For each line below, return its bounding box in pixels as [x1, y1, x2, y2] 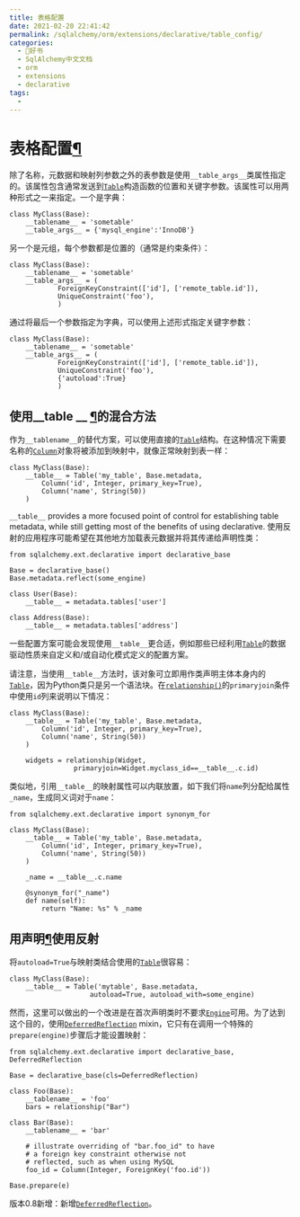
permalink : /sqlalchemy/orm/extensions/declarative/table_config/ [9, 30, 263, 39]
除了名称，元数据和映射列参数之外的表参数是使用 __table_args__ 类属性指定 [9, 170, 287, 181]
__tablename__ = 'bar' [25, 1125, 110, 1135]
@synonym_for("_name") [25, 889, 110, 898]
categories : [9, 38, 54, 48]
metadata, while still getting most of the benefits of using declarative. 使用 [9, 521, 284, 532]
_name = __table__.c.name [25, 873, 123, 882]
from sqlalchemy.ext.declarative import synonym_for [9, 810, 211, 819]
